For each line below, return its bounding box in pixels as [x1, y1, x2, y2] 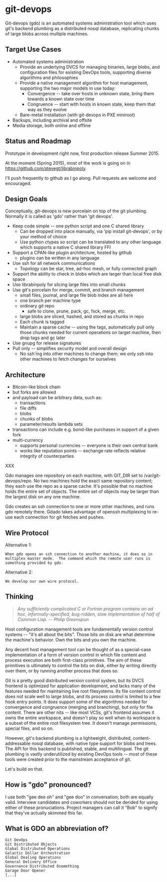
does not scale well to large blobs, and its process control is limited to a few [5, 693, 161, 699]
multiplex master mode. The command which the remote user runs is [5, 556, 151, 561]
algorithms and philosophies [19, 74, 78, 81]
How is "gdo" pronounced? [5, 780, 92, 789]
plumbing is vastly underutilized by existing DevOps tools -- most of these [5, 751, 158, 757]
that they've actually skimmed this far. [5, 810, 83, 816]
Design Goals [5, 194, 47, 203]
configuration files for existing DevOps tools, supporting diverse [19, 69, 152, 75]
